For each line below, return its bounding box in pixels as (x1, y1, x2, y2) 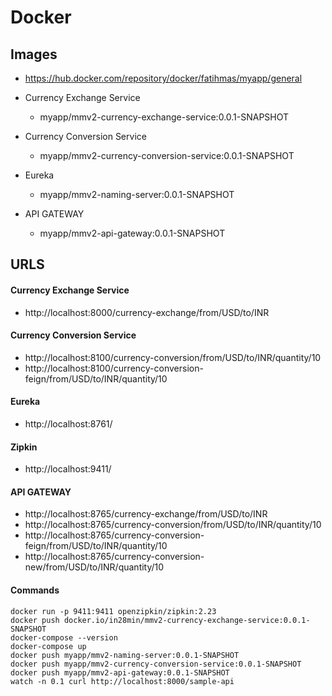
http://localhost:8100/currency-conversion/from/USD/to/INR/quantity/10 (24, 351, 322, 363)
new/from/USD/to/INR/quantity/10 (24, 561, 165, 573)
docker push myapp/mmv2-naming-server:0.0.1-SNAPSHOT (10, 650, 240, 660)
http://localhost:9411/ (24, 463, 112, 475)
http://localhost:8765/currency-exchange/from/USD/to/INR (24, 508, 268, 520)
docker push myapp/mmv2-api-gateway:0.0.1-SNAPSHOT (10, 667, 230, 678)
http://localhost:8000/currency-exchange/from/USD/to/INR (24, 306, 270, 318)
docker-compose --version (10, 632, 118, 643)
